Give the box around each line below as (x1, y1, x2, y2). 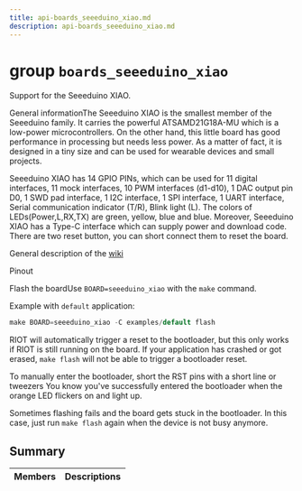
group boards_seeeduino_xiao (9, 60, 229, 81)
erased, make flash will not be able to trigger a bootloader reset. (9, 354, 248, 365)
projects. (9, 155, 42, 167)
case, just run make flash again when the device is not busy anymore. (9, 417, 269, 429)
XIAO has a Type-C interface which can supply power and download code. (9, 221, 287, 232)
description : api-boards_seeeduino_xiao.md (9, 22, 176, 31)
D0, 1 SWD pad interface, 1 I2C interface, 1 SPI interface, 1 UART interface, (9, 192, 285, 203)
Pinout (9, 265, 33, 276)
